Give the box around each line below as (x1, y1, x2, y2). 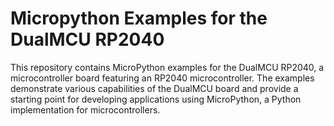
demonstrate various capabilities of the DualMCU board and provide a (10, 82, 299, 94)
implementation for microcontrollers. (10, 103, 161, 116)
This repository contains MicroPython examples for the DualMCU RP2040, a (10, 61, 325, 73)
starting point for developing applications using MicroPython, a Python (10, 93, 302, 105)
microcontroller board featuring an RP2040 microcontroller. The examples (10, 72, 315, 84)
